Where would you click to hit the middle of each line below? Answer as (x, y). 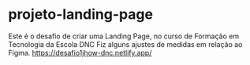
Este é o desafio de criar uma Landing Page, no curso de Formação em (123, 36)
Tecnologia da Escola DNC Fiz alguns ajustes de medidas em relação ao (125, 44)
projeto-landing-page (81, 14)
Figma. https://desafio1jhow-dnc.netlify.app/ (80, 52)
